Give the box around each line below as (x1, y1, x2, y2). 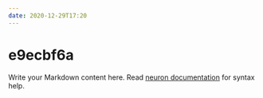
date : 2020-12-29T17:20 (8, 11, 88, 20)
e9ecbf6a (8, 45, 74, 64)
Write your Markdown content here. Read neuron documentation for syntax (8, 73, 255, 82)
